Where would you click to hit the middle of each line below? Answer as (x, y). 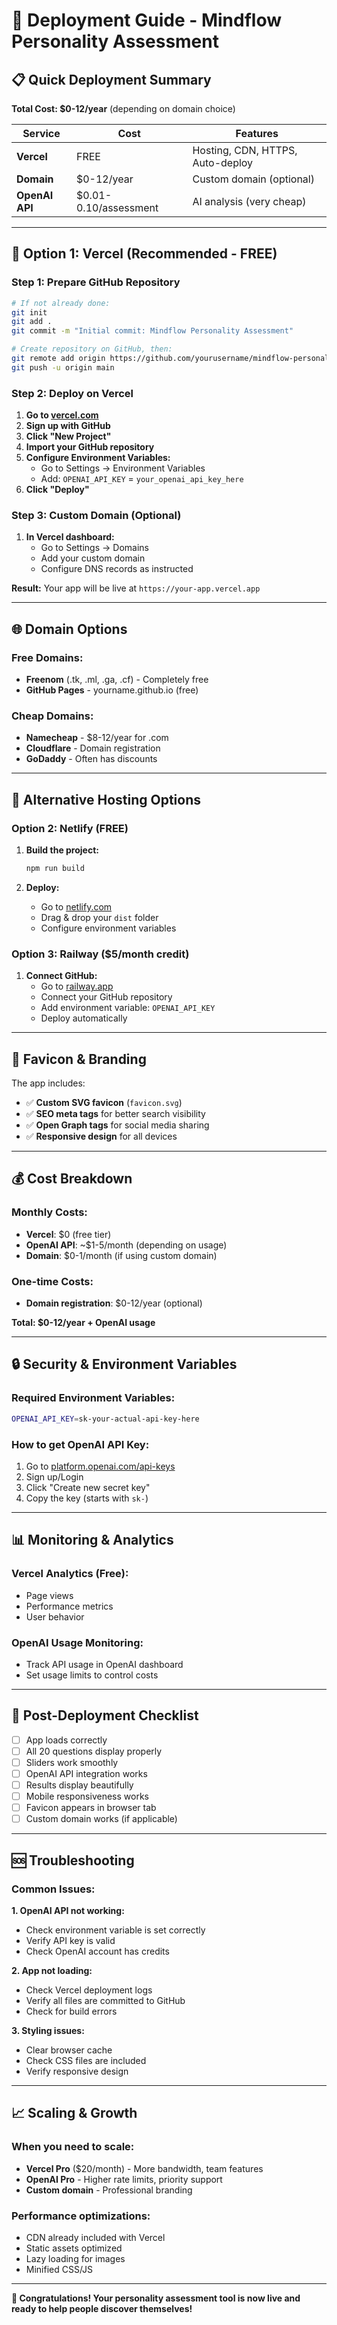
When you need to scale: (73, 2147)
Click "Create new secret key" (88, 1487)
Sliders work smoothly (72, 1762)
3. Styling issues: (48, 2030)
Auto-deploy (223, 162)
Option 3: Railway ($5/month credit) (100, 954)
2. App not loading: (52, 1970)
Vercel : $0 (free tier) (68, 1234)
